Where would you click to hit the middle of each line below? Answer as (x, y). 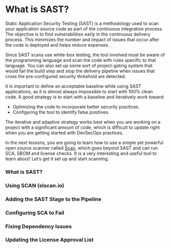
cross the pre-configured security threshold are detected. (65, 76)
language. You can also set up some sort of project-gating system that (79, 65)
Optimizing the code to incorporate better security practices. (76, 107)
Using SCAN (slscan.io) (35, 185)
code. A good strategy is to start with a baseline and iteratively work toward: (85, 97)
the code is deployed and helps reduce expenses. (57, 45)
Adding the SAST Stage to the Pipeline (53, 199)
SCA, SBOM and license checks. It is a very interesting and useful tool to (81, 153)
